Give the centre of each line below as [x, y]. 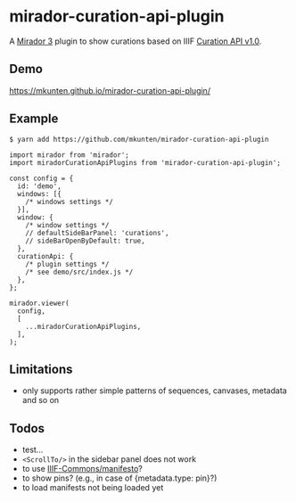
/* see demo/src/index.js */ [79, 272]
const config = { [41, 178]
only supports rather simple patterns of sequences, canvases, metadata [154, 391]
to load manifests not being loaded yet [93, 488]
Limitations [41, 369]
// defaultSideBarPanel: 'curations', [97, 233]
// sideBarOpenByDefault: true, [85, 241]
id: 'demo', [40, 186]
